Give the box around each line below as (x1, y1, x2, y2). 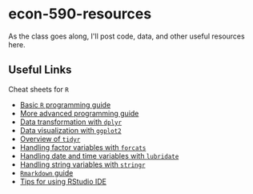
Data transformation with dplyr (19, 117, 122, 127)
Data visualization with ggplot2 (19, 125, 122, 135)
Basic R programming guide (19, 99, 111, 109)
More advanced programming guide (19, 108, 139, 118)
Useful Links (8, 63, 72, 77)
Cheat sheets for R (8, 84, 70, 94)
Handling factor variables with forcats (19, 142, 147, 152)
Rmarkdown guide (19, 168, 74, 177)
